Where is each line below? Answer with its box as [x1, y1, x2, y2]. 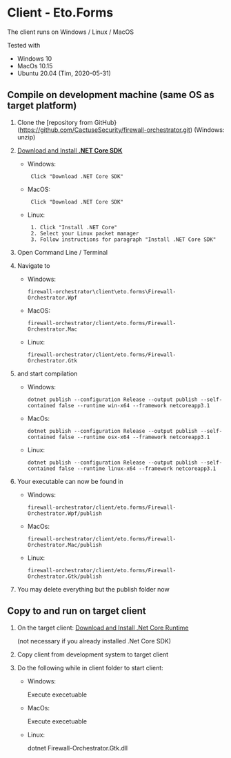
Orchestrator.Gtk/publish [27, 573, 102, 580]
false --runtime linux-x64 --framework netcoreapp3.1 [58, 465, 217, 472]
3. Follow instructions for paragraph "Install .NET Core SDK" [30, 236, 217, 243]
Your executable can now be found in [17, 477, 123, 485]
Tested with [7, 41, 41, 49]
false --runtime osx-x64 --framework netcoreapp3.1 [58, 434, 210, 440]
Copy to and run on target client [7, 605, 146, 617]
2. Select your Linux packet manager [30, 230, 139, 237]
